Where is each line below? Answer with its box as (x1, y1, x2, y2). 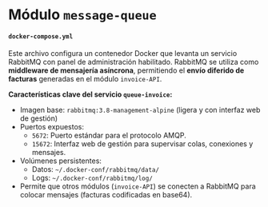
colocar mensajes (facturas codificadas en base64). (19, 190, 193, 200)
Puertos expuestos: (19, 122, 84, 132)
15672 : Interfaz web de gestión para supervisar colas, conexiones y (31, 139, 254, 149)
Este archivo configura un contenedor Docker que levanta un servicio (8, 49, 238, 58)
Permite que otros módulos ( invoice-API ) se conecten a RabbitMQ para (19, 181, 256, 191)
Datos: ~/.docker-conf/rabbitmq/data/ (31, 165, 160, 174)
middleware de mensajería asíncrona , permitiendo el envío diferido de (8, 66, 245, 75)
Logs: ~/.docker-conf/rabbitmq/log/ (31, 173, 154, 183)
